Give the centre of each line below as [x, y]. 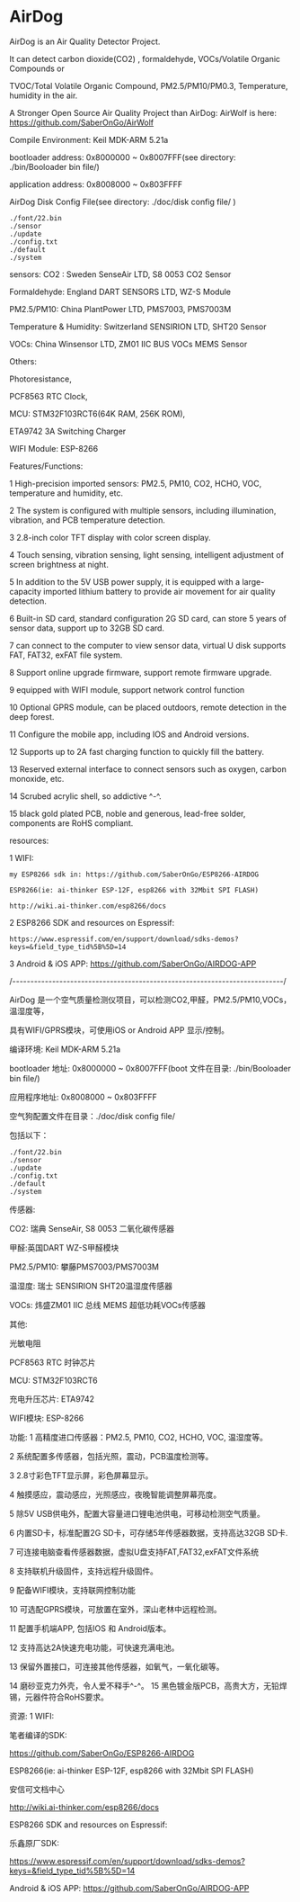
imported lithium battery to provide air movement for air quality [159, 591]
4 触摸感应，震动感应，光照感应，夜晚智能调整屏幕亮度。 [115, 1494]
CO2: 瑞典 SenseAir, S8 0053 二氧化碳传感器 [92, 1228]
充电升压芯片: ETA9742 [52, 1399]
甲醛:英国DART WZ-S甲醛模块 [64, 1247]
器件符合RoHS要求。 [71, 1697]
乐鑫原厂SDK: [35, 1843]
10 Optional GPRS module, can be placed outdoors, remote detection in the [148, 707]
